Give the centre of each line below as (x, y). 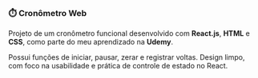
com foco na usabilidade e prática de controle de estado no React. (118, 66)
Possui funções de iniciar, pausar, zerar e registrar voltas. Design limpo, (127, 57)
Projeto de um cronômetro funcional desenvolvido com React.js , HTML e (129, 33)
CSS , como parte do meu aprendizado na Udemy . (91, 42)
